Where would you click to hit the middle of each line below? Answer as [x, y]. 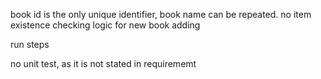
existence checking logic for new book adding [105, 25]
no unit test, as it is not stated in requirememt [103, 63]
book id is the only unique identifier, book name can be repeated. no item [161, 14]
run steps [30, 44]
